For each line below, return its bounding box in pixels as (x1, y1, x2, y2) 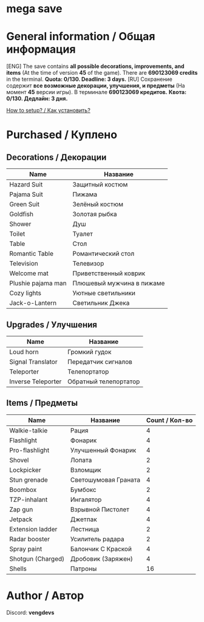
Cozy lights (9, 289, 41, 298)
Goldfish (9, 210, 33, 219)
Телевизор (72, 259, 104, 268)
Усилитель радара (70, 535, 124, 543)
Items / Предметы (6, 398, 78, 408)
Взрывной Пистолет (70, 505, 129, 513)
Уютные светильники (72, 289, 135, 298)
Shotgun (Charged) (9, 555, 65, 563)
